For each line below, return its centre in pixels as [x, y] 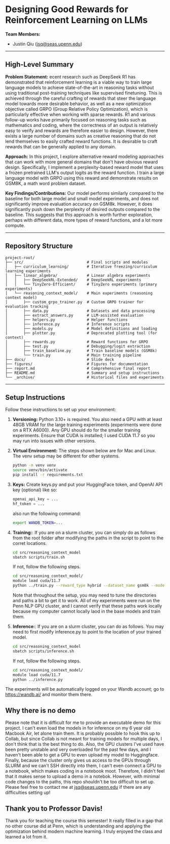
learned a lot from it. [26, 837]
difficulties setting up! [28, 792]
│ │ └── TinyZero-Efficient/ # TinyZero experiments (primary [81, 284]
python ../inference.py [38, 680]
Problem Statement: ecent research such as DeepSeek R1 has [70, 76]
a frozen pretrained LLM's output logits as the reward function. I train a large [85, 173]
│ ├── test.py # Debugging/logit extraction [78, 346]
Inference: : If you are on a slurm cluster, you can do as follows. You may [88, 626]
